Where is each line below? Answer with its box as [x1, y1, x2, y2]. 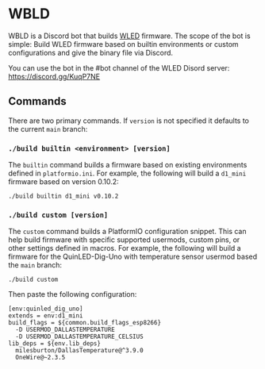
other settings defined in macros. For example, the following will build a [8, 244, 241, 253]
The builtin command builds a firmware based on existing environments [8, 160, 248, 170]
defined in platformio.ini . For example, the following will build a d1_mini [8, 168, 247, 179]
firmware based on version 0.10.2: [8, 177, 119, 186]
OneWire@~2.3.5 [15, 354, 66, 362]
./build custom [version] [8, 210, 109, 219]
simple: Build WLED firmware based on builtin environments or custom [8, 39, 240, 48]
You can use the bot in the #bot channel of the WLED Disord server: [8, 63, 230, 72]
